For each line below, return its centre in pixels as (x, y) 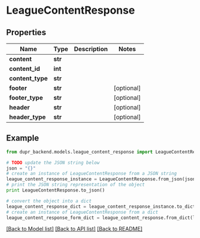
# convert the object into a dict (49, 201)
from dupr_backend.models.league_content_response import (79, 152)
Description (91, 49)
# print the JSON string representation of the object (76, 185)
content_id (25, 69)
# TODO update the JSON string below (53, 162)
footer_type (26, 98)
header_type (28, 117)
